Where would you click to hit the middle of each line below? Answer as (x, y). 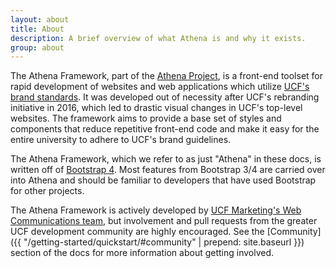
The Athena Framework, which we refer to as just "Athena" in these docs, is (166, 159)
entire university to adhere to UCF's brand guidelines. (121, 140)
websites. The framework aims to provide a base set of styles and (146, 118)
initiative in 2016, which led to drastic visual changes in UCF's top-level (156, 108)
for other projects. (47, 191)
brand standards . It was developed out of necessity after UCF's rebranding (165, 97)
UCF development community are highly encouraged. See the (137, 232)
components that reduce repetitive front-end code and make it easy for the (165, 129)
